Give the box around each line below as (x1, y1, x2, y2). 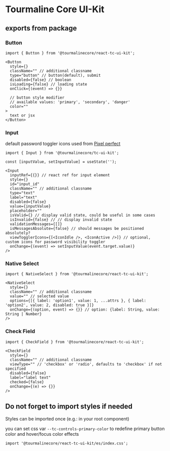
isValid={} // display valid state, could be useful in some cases (10, 213, 156, 218)
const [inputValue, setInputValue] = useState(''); (5, 159, 117, 165)
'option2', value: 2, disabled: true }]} (5, 303, 94, 308)
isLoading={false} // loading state (10, 81, 87, 87)
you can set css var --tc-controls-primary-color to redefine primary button (5, 426, 165, 432)
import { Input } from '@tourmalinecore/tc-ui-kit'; (5, 151, 119, 156)
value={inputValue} (10, 204, 51, 209)
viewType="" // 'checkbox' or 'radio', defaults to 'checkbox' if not (10, 362, 162, 367)
